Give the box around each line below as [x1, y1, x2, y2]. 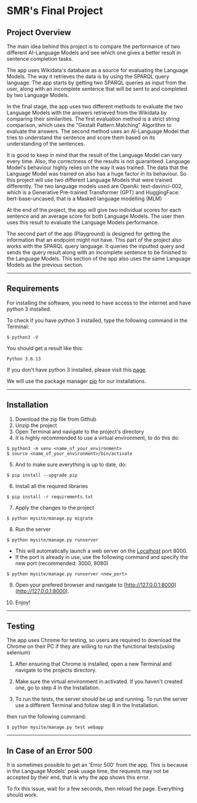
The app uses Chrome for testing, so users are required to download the [6, 637, 181, 644]
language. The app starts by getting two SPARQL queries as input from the [6, 79, 186, 86]
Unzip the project [15, 421, 57, 428]
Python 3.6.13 [6, 356, 42, 362]
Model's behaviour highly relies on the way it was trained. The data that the [6, 164, 188, 171]
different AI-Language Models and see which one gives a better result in [6, 49, 181, 56]
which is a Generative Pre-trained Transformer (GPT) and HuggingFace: [6, 189, 180, 195]
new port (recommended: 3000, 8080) [15, 560, 109, 567]
